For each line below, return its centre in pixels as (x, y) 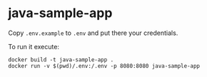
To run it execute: (34, 46)
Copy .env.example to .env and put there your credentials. (93, 33)
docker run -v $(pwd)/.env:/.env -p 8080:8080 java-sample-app (104, 66)
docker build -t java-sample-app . (61, 60)
